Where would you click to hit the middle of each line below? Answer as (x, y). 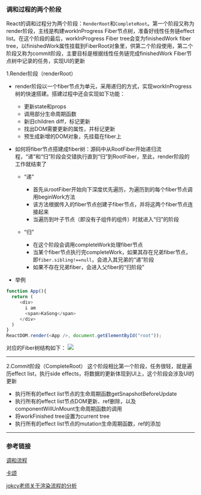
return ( (22, 297)
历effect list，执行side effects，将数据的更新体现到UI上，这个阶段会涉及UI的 (100, 374)
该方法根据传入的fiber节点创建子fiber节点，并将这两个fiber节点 (110, 204)
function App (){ (26, 291)
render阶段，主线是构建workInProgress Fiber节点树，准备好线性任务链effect (100, 31)
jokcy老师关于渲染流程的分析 (42, 486)
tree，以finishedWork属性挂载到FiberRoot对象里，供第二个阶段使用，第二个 (100, 46)
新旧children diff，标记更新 (57, 121)
